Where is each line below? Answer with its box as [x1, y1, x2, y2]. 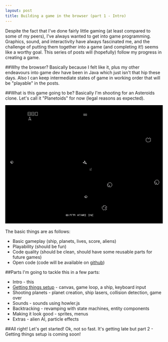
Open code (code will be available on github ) [12, 259, 105, 265]
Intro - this [12, 278, 34, 285]
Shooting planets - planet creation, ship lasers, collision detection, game [12, 289, 161, 295]
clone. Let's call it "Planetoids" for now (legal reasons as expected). [5, 95, 145, 101]
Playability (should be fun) [12, 243, 66, 249]
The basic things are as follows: [5, 228, 71, 234]
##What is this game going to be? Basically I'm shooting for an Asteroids [5, 90, 155, 96]
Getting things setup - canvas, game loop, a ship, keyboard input [12, 284, 146, 290]
